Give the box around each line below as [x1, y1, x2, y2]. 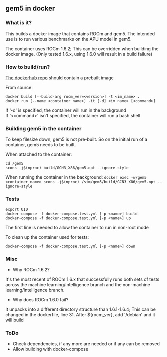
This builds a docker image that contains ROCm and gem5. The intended [5, 30, 155, 37]
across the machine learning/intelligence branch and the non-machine [5, 281, 150, 287]
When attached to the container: [5, 151, 72, 157]
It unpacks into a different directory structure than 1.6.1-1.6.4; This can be [5, 306, 156, 312]
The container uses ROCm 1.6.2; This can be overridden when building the [5, 45, 159, 52]
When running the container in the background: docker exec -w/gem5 [5, 174, 147, 180]
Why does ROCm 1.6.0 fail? [12, 296, 69, 302]
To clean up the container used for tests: [5, 234, 89, 240]
